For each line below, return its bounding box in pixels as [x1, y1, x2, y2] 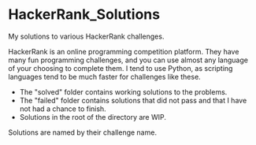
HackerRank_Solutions [8, 6, 160, 24]
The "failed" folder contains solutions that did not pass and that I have [19, 95, 247, 105]
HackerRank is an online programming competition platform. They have [8, 46, 239, 56]
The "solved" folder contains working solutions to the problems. [19, 87, 228, 96]
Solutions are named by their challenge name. [8, 128, 158, 137]
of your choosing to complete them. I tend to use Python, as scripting [8, 63, 233, 72]
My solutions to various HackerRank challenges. [8, 32, 165, 41]
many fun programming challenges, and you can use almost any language [8, 55, 248, 65]
